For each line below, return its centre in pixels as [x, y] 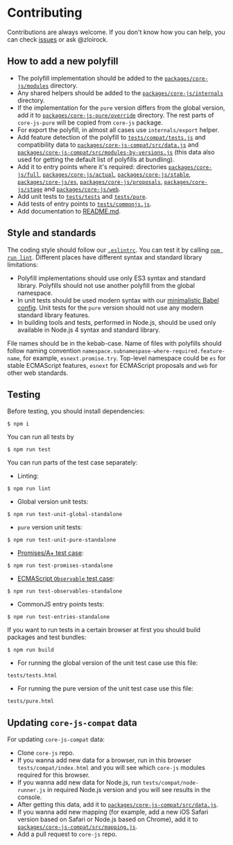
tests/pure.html [31, 701]
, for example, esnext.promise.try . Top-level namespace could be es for [123, 358]
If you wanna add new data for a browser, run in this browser [104, 760]
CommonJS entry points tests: [61, 604]
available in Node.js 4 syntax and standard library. [89, 330]
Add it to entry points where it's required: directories [92, 167]
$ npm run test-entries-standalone [59, 617]
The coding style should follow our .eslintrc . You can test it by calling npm [114, 250]
